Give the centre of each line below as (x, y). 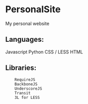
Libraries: (21, 68)
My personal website (27, 23)
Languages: (25, 40)
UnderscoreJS (28, 88)
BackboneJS (26, 84)
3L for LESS (27, 97)
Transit (23, 93)
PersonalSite (33, 9)
